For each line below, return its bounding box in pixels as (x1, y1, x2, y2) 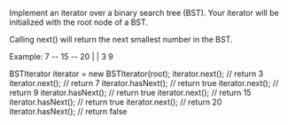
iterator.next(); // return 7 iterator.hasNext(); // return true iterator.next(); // (9, 78, 279, 88)
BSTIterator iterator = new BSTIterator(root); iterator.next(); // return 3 (9, 68, 264, 79)
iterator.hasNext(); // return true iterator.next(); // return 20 (9, 97, 222, 107)
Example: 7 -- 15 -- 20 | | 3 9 (9, 51, 113, 61)
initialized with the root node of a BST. (9, 17, 149, 27)
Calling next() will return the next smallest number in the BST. (9, 35, 233, 44)
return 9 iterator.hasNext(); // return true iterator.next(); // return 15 (9, 88, 252, 98)
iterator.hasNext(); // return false (9, 106, 128, 116)
